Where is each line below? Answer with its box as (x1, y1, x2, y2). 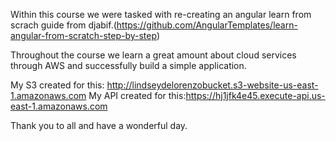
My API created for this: (88, 90, 187, 101)
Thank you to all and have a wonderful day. (10, 120, 188, 131)
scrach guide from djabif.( (10, 19, 117, 31)
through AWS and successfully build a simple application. (10, 60, 247, 71)
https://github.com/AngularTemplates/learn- (116, 19, 298, 31)
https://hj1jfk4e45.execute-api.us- (185, 90, 326, 101)
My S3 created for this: (10, 79, 105, 91)
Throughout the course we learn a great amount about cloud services (10, 49, 297, 61)
